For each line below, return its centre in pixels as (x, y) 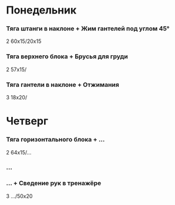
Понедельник (41, 10)
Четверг (27, 121)
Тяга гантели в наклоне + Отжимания (63, 85)
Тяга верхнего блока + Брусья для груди (67, 56)
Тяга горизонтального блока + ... (55, 140)
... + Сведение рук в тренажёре (54, 183)
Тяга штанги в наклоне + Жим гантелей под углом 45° (88, 29)
